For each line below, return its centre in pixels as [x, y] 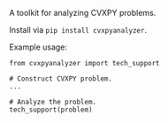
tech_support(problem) [51, 110]
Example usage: [38, 47]
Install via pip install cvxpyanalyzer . [78, 30]
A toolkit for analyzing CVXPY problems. [83, 13]
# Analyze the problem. [53, 102]
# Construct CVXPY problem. [61, 79]
